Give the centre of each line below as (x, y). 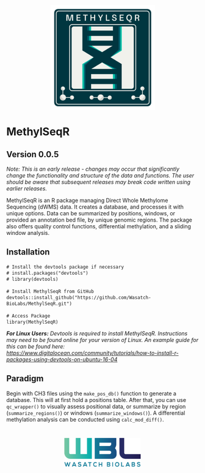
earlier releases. (27, 188)
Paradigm (25, 378)
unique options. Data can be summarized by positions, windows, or (91, 213)
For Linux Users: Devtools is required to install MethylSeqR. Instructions (97, 333)
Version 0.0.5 (33, 154)
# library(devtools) (33, 279)
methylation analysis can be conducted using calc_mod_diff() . (85, 419)
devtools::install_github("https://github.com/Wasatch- (79, 297)
